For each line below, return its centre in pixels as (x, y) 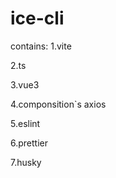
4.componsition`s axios (58, 104)
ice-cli (37, 18)
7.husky (26, 162)
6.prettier (29, 143)
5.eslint (25, 123)
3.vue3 (25, 84)
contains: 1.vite (41, 46)
